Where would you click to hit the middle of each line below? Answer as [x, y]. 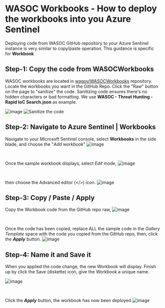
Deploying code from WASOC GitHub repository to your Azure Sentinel [77, 43]
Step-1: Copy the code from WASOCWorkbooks [80, 69]
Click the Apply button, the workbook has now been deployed [68, 301]
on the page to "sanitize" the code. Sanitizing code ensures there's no [76, 91]
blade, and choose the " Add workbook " [45, 144]
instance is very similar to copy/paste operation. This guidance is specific [80, 48]
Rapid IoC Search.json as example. [41, 102]
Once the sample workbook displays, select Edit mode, [61, 163]
